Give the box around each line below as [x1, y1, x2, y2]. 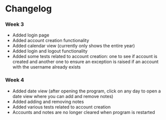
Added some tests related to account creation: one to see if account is [12, 53, 157, 59]
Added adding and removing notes [12, 98, 84, 104]
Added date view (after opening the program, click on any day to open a [12, 88, 161, 94]
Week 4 [5, 76, 24, 83]
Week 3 [5, 21, 24, 28]
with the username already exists [12, 64, 81, 70]
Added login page [12, 32, 49, 38]
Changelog [5, 3, 52, 14]
